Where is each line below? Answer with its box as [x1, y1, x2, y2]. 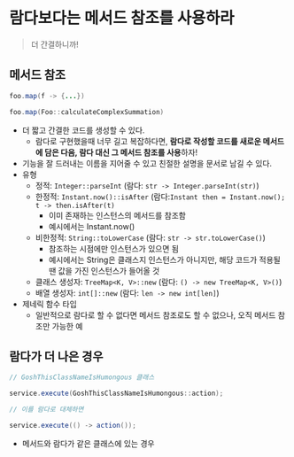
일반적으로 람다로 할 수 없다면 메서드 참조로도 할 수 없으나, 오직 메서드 [35, 309, 276, 320]
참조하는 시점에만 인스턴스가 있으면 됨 [48, 243, 180, 253]
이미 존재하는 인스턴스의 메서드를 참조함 [48, 210, 186, 221]
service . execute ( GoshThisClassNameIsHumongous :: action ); [9, 389, 224, 399]
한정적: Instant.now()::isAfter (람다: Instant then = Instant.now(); [35, 191, 286, 202]
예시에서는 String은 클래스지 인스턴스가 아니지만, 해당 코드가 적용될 [48, 254, 281, 265]
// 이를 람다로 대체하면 [9, 405, 84, 414]
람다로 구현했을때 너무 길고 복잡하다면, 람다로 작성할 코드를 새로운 [35, 136, 261, 146]
